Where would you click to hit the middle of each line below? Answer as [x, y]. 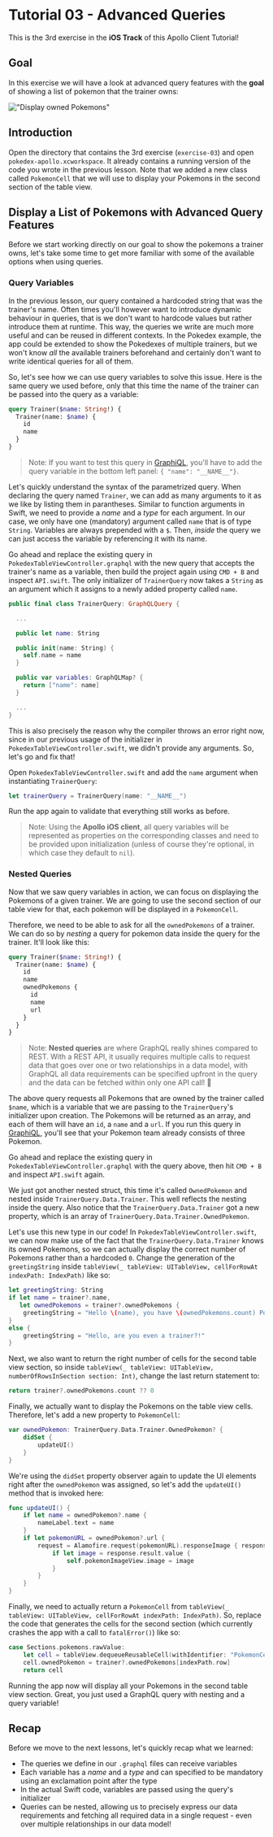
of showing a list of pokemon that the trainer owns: [93, 91]
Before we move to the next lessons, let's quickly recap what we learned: [131, 1748]
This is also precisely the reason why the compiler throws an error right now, [136, 730]
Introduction [41, 133]
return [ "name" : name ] [61, 686]
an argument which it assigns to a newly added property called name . [123, 589]
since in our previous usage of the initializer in [85, 739]
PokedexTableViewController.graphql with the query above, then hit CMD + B [135, 1166]
